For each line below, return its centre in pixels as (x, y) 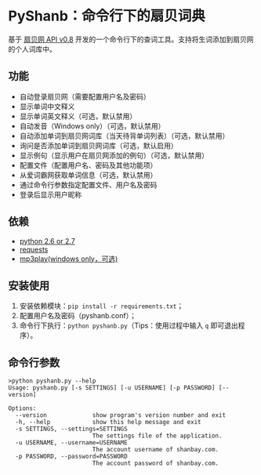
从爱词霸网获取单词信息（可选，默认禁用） (88, 175)
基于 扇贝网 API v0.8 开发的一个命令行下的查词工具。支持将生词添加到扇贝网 (131, 39)
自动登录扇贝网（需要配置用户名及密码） (85, 96)
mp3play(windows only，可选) (69, 259)
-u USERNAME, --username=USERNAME (71, 443)
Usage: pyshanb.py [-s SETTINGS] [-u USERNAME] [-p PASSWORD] (112, 388)
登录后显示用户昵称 (51, 194)
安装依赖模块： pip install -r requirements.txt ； (101, 306)
